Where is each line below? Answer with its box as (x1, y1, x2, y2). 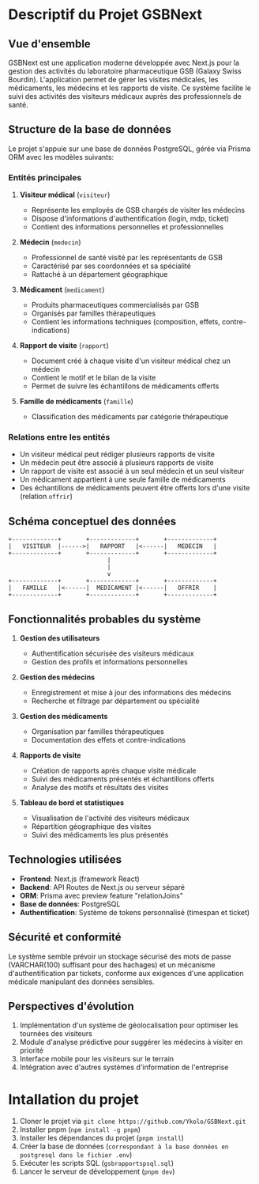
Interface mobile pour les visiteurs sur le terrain (19, 1054, 175, 1064)
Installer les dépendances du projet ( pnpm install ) (19, 1133, 184, 1143)
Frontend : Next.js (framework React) (19, 874, 140, 883)
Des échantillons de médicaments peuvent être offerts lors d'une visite (19, 483, 250, 493)
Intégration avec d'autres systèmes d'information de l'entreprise (19, 1062, 229, 1072)
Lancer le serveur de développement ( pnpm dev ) (19, 1167, 175, 1176)
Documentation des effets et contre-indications (31, 736, 186, 745)
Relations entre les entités (8, 432, 111, 443)
